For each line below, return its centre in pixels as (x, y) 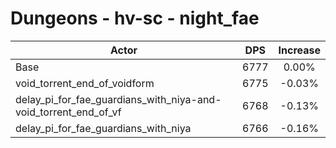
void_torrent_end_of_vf (68, 112)
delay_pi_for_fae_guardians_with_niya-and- (118, 99)
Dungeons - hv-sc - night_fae (135, 18)
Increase (299, 50)
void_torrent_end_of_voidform (85, 83)
